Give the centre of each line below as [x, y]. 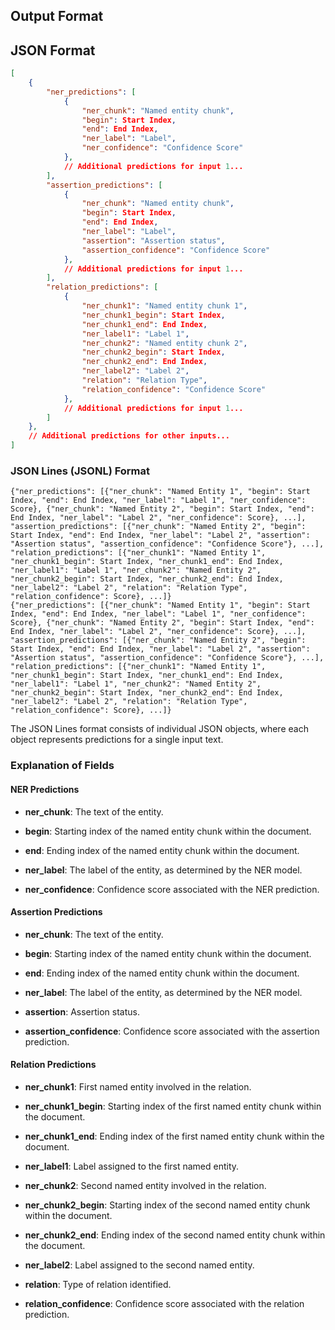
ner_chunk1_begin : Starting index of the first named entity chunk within [173, 1106]
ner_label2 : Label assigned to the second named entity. [139, 1265]
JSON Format [53, 50]
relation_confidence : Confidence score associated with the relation [164, 1303]
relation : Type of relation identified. [98, 1284]
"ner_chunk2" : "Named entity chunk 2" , [164, 343]
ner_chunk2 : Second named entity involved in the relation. [145, 1185]
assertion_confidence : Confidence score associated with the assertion [172, 1031]
